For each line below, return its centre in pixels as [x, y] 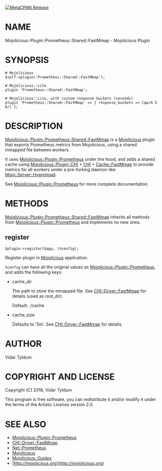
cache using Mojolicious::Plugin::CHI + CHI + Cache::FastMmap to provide [79, 164]
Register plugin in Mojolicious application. [47, 257]
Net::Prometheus [29, 448]
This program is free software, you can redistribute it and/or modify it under [81, 399]
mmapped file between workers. [37, 150]
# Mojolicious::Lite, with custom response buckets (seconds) [69, 98]
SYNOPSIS [27, 60]
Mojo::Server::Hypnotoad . [31, 174]
